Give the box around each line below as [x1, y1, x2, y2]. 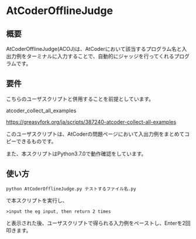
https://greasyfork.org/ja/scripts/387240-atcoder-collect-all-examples [6, 118, 177, 125]
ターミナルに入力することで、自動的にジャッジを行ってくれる [26, 53, 174, 60]
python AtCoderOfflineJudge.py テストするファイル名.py [6, 186, 136, 192]
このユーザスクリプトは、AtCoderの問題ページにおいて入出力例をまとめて [6, 130, 185, 137]
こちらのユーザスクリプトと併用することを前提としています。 [6, 95, 154, 102]
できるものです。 [16, 137, 57, 144]
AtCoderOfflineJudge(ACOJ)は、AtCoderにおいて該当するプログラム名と [6, 46, 182, 52]
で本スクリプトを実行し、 [6, 197, 68, 204]
